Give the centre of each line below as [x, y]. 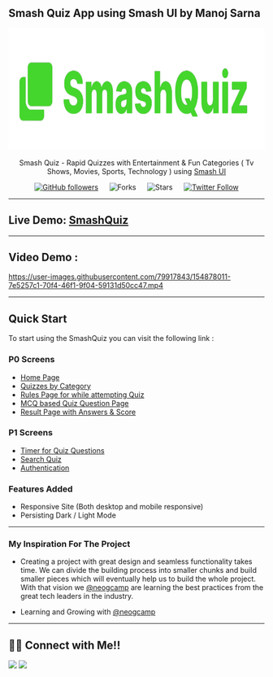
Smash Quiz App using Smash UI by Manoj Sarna [134, 13]
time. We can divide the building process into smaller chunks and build [139, 570]
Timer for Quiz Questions [62, 450]
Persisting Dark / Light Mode [68, 515]
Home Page [40, 377]
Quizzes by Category [56, 386]
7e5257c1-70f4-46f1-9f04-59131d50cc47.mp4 [86, 286]
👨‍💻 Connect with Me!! [65, 645]
